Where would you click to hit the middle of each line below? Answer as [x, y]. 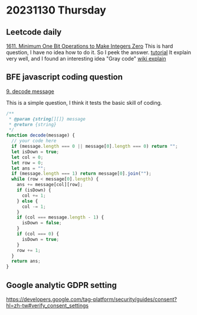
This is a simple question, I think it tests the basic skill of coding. [84, 102]
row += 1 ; [29, 250]
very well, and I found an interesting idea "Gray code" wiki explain [86, 59]
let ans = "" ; [29, 168]
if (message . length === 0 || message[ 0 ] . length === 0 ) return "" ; [95, 147]
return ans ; [26, 261]
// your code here [34, 141]
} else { [27, 201]
